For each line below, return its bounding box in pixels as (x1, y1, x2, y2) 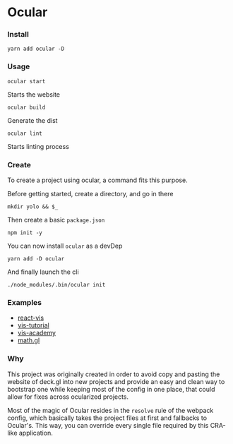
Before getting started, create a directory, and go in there (7, 190, 174, 198)
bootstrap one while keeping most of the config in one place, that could (7, 385, 215, 393)
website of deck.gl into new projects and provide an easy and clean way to (7, 377, 225, 385)
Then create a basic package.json (7, 216, 105, 224)
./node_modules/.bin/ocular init (7, 282, 106, 289)
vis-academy (17, 329, 56, 337)
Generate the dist (7, 116, 58, 124)
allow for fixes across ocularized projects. (7, 392, 129, 401)
